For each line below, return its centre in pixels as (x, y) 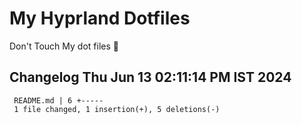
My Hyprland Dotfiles (100, 18)
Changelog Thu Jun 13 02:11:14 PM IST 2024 (150, 77)
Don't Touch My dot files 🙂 (64, 46)
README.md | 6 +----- (58, 100)
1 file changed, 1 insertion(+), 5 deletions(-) (117, 109)
